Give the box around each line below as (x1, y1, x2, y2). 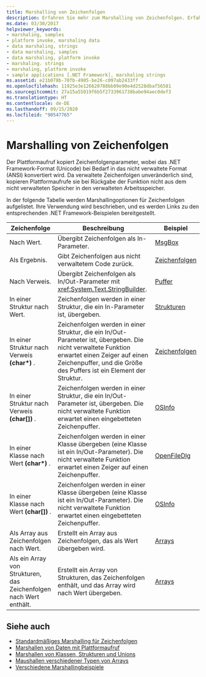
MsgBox (154, 238, 179, 247)
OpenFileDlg (154, 452, 191, 460)
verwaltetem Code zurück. (57, 260, 134, 268)
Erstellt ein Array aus (57, 529, 118, 538)
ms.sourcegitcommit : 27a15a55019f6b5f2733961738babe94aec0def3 (6, 89, 172, 95)
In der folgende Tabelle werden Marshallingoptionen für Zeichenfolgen (6, 196, 185, 204)
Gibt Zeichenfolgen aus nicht (57, 252, 141, 261)
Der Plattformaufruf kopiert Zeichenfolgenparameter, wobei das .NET (6, 158, 181, 166)
